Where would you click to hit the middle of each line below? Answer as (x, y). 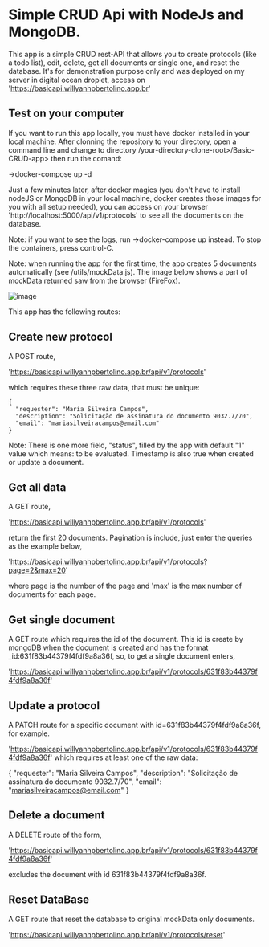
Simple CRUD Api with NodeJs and (126, 15)
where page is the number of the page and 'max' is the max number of (125, 586)
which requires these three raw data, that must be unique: (104, 387)
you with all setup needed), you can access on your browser (108, 206)
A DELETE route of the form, (55, 835)
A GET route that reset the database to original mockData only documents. (132, 919)
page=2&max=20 (37, 570)
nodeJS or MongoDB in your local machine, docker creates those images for (135, 198)
